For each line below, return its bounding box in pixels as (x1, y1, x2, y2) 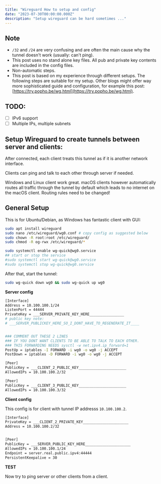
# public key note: (5, 317, 44, 321)
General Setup (5, 204, 49, 212)
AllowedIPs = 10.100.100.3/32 (5, 387, 66, 392)
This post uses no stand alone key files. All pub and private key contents (12, 57, 157, 63)
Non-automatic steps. (12, 67, 56, 73)
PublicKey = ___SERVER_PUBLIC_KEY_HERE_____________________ (5, 442, 131, 447)
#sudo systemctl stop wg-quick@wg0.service (5, 262, 94, 267)
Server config (5, 289, 33, 295)
